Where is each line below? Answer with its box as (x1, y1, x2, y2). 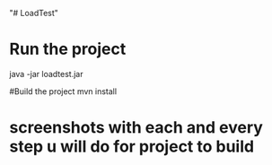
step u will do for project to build (9, 136, 254, 157)
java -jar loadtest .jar (9, 68, 83, 79)
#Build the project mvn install (9, 85, 118, 97)
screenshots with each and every (9, 117, 263, 138)
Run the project (9, 39, 127, 59)
